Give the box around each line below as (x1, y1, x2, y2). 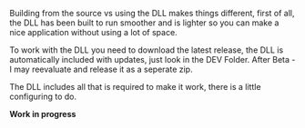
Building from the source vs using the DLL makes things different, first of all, (9, 8, 295, 18)
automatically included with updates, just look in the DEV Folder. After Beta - (9, 54, 296, 64)
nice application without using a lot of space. (9, 27, 178, 37)
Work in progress (9, 109, 76, 119)
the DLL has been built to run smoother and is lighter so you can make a (9, 17, 280, 28)
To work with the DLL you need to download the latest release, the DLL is (9, 44, 284, 55)
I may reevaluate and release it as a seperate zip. (9, 64, 193, 74)
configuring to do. (9, 91, 77, 102)
